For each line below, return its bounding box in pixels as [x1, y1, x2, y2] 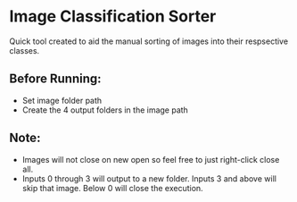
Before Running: [9, 72, 102, 87]
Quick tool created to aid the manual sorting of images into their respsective [9, 36, 288, 46]
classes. [9, 45, 40, 55]
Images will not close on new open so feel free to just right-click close [21, 154, 280, 164]
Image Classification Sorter [9, 6, 217, 27]
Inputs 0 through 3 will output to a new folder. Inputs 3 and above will [21, 173, 276, 184]
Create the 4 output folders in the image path [21, 105, 189, 115]
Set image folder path [21, 95, 103, 105]
